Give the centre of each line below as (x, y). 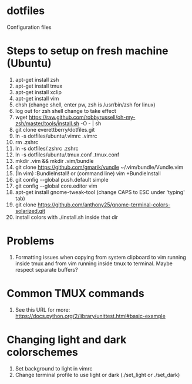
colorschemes (42, 352)
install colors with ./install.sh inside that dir (67, 217)
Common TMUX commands (75, 293)
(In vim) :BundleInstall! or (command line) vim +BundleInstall (88, 173)
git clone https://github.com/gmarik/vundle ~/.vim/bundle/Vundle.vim (99, 167)
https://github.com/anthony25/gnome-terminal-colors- (104, 205)
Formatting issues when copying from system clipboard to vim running (101, 257)
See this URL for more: (43, 309)
